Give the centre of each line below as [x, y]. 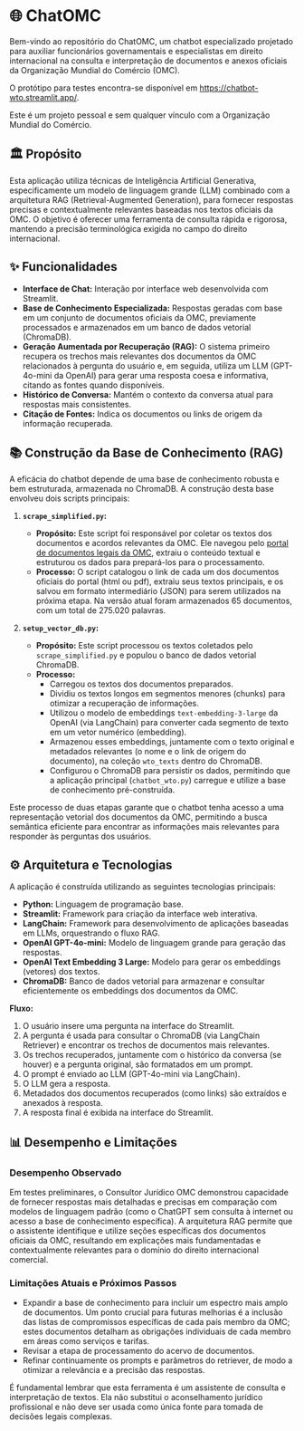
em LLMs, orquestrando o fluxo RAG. [91, 933]
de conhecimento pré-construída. [112, 790]
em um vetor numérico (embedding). [118, 732]
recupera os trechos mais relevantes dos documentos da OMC [139, 356]
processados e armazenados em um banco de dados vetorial [137, 327]
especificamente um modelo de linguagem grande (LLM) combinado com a [150, 190]
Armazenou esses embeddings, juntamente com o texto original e [172, 742]
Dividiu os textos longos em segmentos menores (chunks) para [167, 694]
